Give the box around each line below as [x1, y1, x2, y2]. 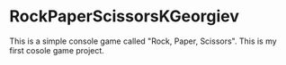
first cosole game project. [9, 45, 105, 55]
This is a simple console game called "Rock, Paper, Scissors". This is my [9, 36, 277, 46]
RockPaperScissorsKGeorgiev [9, 6, 240, 27]
